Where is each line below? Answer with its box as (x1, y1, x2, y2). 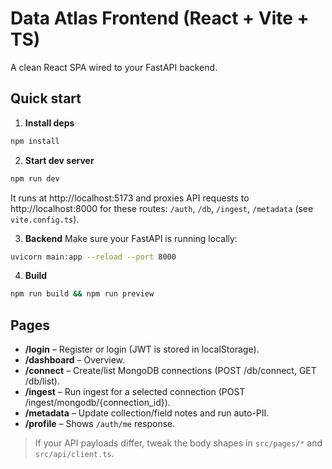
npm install (10, 136, 60, 146)
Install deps (24, 117, 75, 129)
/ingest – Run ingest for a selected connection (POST (24, 386, 246, 398)
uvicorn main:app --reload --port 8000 (10, 252, 177, 262)
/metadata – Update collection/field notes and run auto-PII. (24, 407, 270, 419)
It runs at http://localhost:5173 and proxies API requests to (10, 192, 250, 204)
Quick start (10, 90, 82, 107)
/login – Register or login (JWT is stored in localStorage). (24, 343, 260, 356)
